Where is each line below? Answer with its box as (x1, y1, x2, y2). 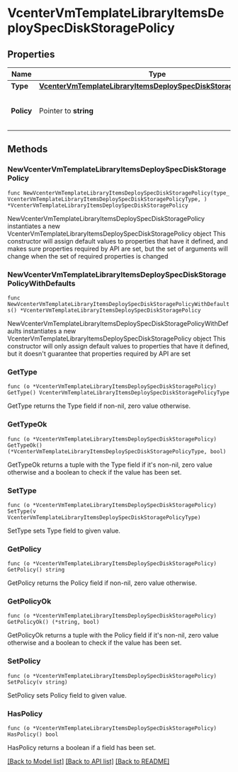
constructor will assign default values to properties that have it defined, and (7, 237, 228, 245)
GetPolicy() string (7, 567, 65, 574)
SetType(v (7, 508, 37, 515)
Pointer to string (38, 106, 94, 115)
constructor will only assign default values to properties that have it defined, (7, 341, 229, 350)
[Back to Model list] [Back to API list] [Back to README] (7, 757, 170, 766)
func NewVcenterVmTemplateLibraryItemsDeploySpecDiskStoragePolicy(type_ (7, 189, 230, 196)
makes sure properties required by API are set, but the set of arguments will (7, 244, 228, 253)
